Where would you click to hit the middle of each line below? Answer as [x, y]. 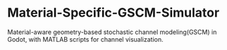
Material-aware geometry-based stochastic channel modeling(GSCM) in [112, 32]
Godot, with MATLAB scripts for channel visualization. [85, 39]
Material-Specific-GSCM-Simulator [114, 13]
